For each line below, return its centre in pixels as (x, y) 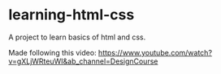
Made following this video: (52, 52)
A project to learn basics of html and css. (77, 37)
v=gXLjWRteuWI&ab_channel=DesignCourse (83, 61)
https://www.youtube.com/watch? (155, 52)
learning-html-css (71, 15)
